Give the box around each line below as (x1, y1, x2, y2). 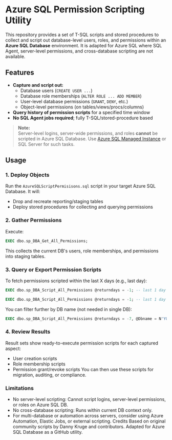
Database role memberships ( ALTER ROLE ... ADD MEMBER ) (20, 93, 142, 99)
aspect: (5, 345, 21, 352)
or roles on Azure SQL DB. (12, 402, 68, 408)
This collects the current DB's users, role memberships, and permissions (5, 248, 159, 254)
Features (5, 68, 34, 77)
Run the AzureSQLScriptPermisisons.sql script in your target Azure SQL (5, 183, 156, 189)
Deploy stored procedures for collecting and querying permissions (12, 204, 154, 210)
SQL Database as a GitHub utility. (12, 429, 83, 435)
